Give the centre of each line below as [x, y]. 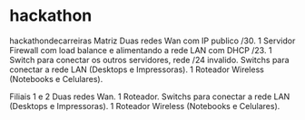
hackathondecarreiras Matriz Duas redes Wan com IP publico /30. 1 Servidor [152, 41]
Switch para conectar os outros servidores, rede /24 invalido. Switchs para [149, 60]
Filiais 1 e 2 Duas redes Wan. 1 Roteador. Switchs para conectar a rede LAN [150, 97]
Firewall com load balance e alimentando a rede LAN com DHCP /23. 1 [141, 50]
